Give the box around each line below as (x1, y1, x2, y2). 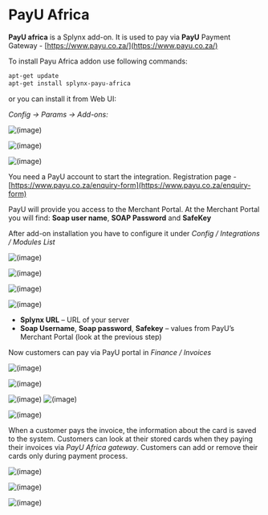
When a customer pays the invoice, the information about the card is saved (8, 425, 257, 435)
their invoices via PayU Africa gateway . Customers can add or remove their (8, 442, 258, 452)
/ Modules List (8, 237, 55, 247)
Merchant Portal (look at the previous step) (19, 332, 162, 341)
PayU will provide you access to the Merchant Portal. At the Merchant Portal (8, 204, 260, 214)
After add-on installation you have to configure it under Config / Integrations (8, 228, 261, 238)
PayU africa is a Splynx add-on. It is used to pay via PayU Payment (8, 32, 231, 42)
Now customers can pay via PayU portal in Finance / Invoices (8, 347, 212, 357)
